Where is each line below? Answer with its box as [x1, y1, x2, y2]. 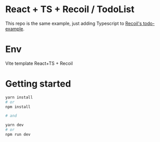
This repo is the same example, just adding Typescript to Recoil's [5, 20, 142, 26]
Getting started [5, 78, 71, 90]
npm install [5, 104, 31, 110]
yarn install [5, 95, 33, 100]
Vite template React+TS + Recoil [5, 60, 73, 66]
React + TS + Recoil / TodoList [5, 4, 135, 15]
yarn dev [5, 123, 24, 128]
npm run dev [5, 132, 31, 137]
